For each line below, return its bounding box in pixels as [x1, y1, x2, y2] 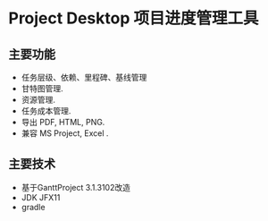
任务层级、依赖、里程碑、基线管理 [21, 72, 147, 82]
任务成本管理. [21, 106, 71, 116]
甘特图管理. [21, 83, 63, 94]
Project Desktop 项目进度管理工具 [8, 8, 259, 29]
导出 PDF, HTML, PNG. [21, 117, 105, 127]
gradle [21, 201, 46, 212]
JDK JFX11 [21, 191, 61, 202]
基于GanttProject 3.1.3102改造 [21, 182, 131, 192]
